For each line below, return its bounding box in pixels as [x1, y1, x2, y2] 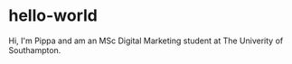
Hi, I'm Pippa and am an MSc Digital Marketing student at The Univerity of [8, 35, 284, 46]
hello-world [8, 5, 99, 26]
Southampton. [8, 44, 61, 55]
